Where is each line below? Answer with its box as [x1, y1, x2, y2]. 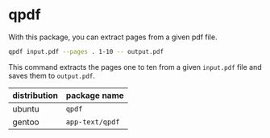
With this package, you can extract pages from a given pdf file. [8, 32, 218, 42]
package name [65, 90, 125, 101]
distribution [12, 90, 59, 101]
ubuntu [12, 103, 39, 114]
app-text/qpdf [65, 117, 120, 126]
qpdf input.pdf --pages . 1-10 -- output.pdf [8, 47, 164, 55]
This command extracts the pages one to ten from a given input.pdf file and [8, 62, 262, 71]
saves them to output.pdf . [8, 71, 95, 80]
